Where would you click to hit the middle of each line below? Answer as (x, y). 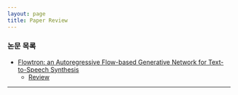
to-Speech (33, 69)
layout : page (27, 14)
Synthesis (65, 69)
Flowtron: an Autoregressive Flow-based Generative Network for (112, 62)
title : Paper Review (38, 20)
